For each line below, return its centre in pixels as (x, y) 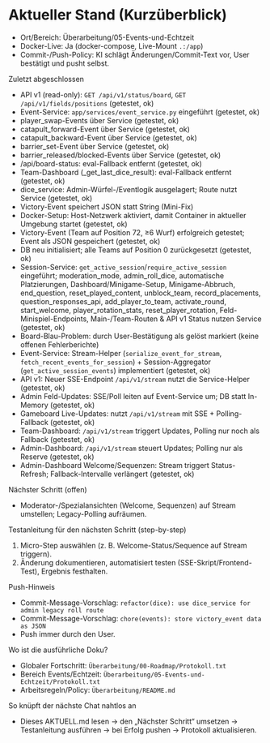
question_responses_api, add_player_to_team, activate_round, (123, 301)
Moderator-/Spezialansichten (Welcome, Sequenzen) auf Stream (128, 505)
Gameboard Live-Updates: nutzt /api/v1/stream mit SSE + (117, 413)
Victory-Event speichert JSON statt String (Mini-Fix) (107, 206)
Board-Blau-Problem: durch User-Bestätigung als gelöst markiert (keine (139, 336)
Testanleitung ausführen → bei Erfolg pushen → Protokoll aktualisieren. (138, 730)
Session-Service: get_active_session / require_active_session (123, 267)
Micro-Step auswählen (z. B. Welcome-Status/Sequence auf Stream (134, 545)
